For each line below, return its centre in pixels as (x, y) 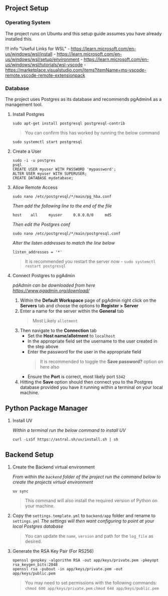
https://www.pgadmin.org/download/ (51, 290)
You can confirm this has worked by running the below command (92, 133)
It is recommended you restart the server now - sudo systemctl (90, 261)
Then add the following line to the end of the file (62, 206)
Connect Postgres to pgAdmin (44, 275)
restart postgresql (45, 266)
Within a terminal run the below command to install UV (69, 430)
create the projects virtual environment (53, 482)
